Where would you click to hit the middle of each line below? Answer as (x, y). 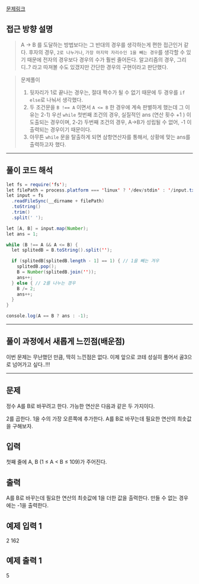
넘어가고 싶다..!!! (31, 364)
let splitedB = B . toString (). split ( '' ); (62, 250)
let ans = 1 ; (22, 234)
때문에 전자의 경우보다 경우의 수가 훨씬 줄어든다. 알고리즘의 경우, (101, 59)
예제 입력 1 (24, 526)
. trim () (21, 212)
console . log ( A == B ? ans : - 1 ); (47, 316)
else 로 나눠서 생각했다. (56, 99)
